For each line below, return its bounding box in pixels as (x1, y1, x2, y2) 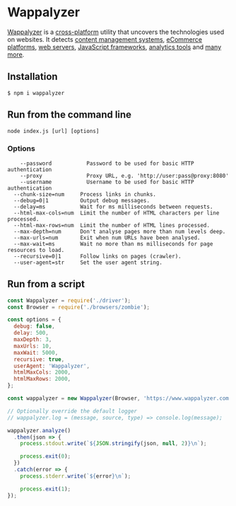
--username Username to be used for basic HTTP (20, 178, 194, 185)
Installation (7, 71, 58, 83)
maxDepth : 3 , (13, 336, 52, 343)
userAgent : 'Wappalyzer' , (13, 362, 90, 369)
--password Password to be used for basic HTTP (20, 160, 194, 167)
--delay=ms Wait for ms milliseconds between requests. (13, 203, 213, 210)
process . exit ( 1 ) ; (20, 485, 71, 493)
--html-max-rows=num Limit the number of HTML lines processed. (13, 222, 211, 229)
